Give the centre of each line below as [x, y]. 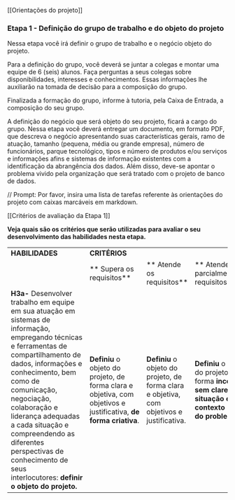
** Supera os [112, 269]
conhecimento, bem [44, 372]
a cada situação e [40, 425]
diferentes [27, 442]
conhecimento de [40, 460]
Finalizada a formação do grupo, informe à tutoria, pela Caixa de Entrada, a [115, 100]
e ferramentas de [39, 346]
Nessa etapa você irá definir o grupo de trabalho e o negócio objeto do [109, 43]
